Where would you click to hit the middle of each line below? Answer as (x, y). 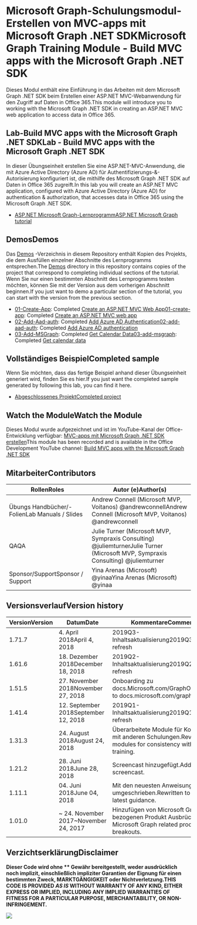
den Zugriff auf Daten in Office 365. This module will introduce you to (89, 102)
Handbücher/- (52, 507)
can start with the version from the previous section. (69, 297)
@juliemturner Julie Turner (127, 546)
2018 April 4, (76, 639)
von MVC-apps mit (99, 23)
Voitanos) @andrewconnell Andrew (140, 507)
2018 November (81, 688)
